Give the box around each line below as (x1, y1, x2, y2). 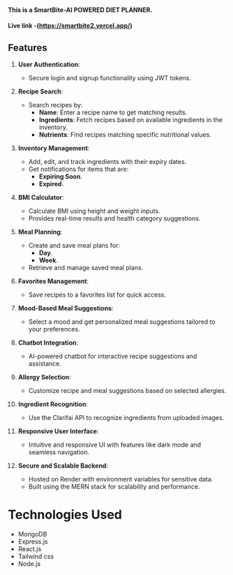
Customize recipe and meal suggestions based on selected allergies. (28, 387, 227, 394)
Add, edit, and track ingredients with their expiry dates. (28, 158, 187, 165)
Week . (38, 256, 59, 264)
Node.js (17, 559, 41, 568)
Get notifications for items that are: (28, 165, 129, 173)
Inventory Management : (17, 144, 90, 152)
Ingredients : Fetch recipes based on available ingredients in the (38, 116, 223, 124)
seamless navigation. (28, 448, 89, 456)
